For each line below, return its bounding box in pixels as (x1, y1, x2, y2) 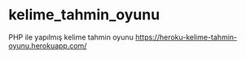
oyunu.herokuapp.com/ (8, 40, 87, 50)
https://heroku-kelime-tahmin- (135, 32, 238, 42)
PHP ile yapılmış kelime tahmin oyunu (8, 32, 134, 42)
